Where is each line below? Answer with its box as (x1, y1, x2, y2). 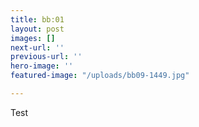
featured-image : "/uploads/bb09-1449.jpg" (10, 71, 190, 81)
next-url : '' (10, 42, 65, 53)
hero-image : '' (10, 61, 74, 71)
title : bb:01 (10, 14, 65, 25)
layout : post (10, 24, 65, 34)
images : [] (10, 33, 56, 43)
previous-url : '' (10, 52, 83, 62)
